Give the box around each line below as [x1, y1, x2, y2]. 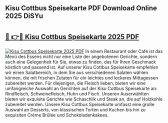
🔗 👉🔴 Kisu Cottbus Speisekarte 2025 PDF [5, 32, 139, 41]
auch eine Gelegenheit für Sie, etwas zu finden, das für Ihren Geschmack [5, 59, 156, 64]
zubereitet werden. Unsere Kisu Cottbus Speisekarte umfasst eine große [5, 101, 155, 107]
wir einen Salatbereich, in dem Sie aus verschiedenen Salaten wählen [5, 69, 148, 75]
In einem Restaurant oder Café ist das [85, 48, 163, 54]
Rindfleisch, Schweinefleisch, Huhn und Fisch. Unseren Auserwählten [5, 91, 149, 96]
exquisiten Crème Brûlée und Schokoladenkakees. [5, 112, 109, 118]
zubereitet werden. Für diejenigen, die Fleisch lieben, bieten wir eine [5, 80, 146, 86]
